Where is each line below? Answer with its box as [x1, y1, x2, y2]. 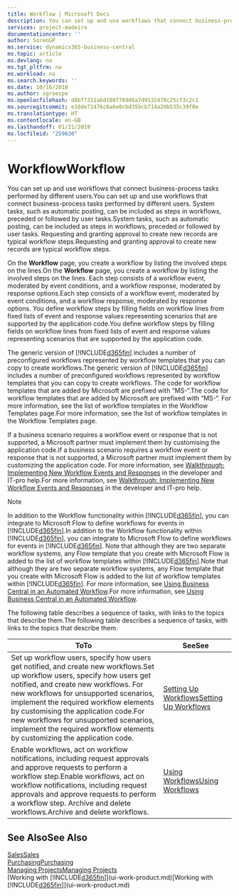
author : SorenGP [7, 37, 55, 44]
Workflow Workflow [7, 161, 126, 177]
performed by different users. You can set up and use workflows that [7, 192, 208, 201]
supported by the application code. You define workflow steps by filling [7, 319, 215, 328]
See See [182, 640, 209, 650]
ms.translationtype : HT [7, 110, 78, 117]
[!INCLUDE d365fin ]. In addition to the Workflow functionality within [7, 526, 203, 535]
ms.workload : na [7, 70, 55, 77]
